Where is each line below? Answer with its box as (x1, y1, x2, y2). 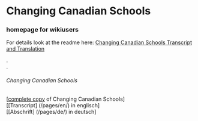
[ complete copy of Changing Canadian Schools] (6, 95, 125, 103)
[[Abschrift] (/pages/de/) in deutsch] (6, 108, 97, 115)
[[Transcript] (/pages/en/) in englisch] (6, 101, 100, 108)
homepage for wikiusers (6, 26, 79, 34)
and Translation (6, 45, 45, 52)
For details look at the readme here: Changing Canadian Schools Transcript (6, 39, 192, 46)
